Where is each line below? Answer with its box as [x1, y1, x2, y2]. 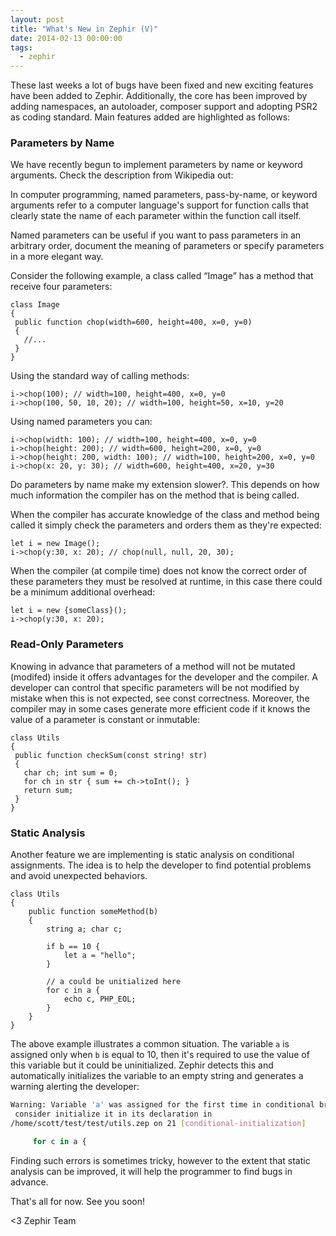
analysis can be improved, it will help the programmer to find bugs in [10, 1165, 293, 1177]
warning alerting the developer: [10, 1081, 140, 1093]
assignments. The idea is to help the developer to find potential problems [10, 859, 312, 871]
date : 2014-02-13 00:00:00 [10, 33, 123, 43]
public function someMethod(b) [28, 907, 159, 917]
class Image [10, 300, 60, 310]
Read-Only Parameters [10, 637, 124, 651]
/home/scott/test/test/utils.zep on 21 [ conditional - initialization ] [10, 1118, 307, 1128]
